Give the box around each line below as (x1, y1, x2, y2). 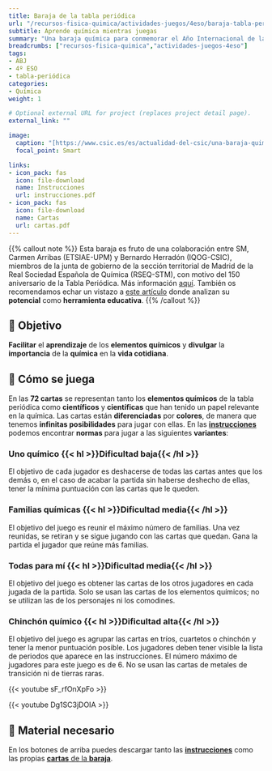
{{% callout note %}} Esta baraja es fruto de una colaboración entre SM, (8, 244, 249, 253)
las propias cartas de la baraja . (8, 754, 113, 764)
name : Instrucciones (15, 184, 85, 192)
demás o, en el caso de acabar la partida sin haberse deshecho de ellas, (8, 475, 250, 485)
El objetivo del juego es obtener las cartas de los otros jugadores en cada (8, 578, 253, 588)
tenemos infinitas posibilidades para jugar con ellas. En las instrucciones (8, 420, 257, 429)
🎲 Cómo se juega (8, 372, 96, 385)
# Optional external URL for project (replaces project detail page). (8, 109, 252, 117)
